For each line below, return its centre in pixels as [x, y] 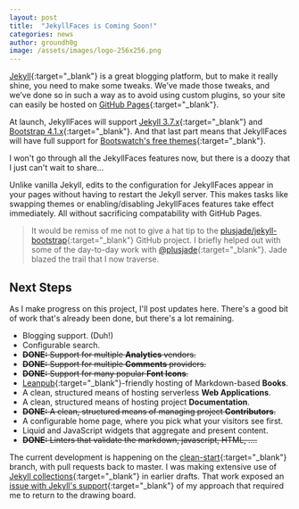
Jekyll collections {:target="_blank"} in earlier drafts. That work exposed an [147, 476]
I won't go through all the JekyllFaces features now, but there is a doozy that [150, 158]
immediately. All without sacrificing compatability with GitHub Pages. [136, 213]
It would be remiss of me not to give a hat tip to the [125, 231]
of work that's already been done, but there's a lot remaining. [122, 318]
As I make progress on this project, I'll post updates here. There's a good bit [149, 308]
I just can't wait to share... [57, 168]
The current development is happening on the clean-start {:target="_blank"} [148, 457]
